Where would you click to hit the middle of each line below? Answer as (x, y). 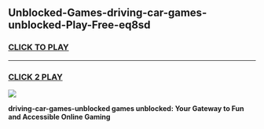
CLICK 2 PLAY (35, 77)
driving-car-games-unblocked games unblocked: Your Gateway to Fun (126, 108)
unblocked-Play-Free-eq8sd (79, 25)
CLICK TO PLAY (38, 48)
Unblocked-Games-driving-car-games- (108, 13)
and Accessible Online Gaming (59, 116)
